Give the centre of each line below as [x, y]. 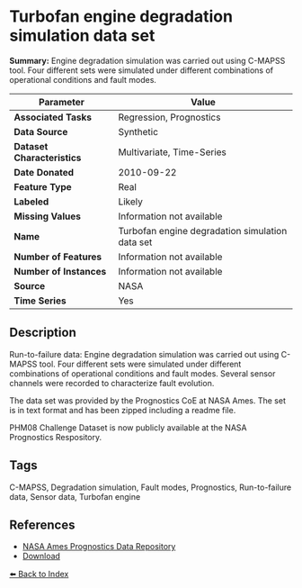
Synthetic [138, 131]
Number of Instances [60, 271]
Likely [131, 202]
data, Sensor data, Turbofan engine [75, 496]
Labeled [31, 202]
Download [41, 556]
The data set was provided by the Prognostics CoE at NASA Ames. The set [147, 400]
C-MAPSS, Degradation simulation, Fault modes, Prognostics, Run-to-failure [151, 487]
